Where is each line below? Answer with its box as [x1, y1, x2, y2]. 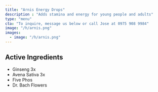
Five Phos [12, 77, 33, 83]
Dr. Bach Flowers [12, 82, 47, 88]
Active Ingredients [5, 53, 63, 62]
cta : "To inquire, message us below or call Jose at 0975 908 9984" [5, 21, 149, 26]
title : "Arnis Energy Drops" [5, 7, 65, 12]
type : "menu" [5, 16, 32, 21]
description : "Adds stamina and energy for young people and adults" [5, 12, 154, 17]
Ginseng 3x [12, 66, 36, 72]
